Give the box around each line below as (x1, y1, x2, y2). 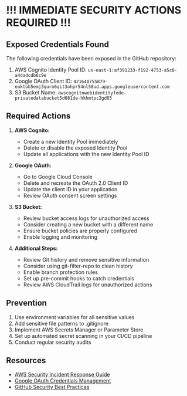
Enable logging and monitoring (23, 233, 98, 241)
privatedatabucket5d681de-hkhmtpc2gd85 (14, 95, 113, 101)
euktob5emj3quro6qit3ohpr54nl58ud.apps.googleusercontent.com (14, 84, 170, 90)
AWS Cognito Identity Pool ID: (14, 66, 87, 73)
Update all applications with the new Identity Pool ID (23, 150, 149, 157)
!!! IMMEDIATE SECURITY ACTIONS (6, 4, 182, 17)
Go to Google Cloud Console (23, 173, 93, 180)
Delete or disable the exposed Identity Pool (23, 144, 128, 151)
